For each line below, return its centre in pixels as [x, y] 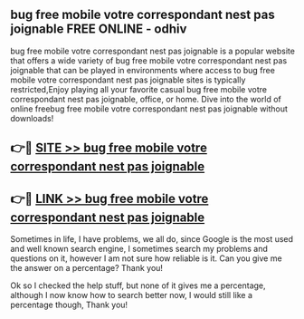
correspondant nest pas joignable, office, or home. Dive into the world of [146, 99]
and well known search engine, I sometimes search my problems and [139, 249]
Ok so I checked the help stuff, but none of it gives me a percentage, [138, 285]
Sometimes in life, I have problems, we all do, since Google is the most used [152, 239]
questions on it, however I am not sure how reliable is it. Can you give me [147, 258]
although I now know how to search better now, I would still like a [131, 295]
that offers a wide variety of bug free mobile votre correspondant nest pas [149, 60]
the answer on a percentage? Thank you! [87, 268]
